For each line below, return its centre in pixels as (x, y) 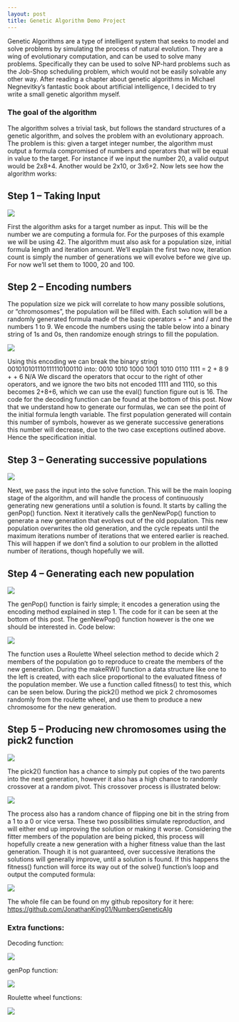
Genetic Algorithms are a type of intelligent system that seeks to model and (118, 41)
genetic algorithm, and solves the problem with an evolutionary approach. (116, 136)
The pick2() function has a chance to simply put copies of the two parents (116, 771)
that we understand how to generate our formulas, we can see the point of (117, 407)
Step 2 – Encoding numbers (70, 287)
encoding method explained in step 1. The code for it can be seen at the (113, 612)
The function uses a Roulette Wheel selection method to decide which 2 (113, 654)
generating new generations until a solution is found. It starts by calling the (117, 506)
